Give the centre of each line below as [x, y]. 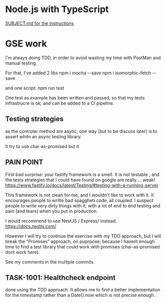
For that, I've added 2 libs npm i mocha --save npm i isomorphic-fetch [78, 73]
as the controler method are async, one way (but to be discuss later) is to [81, 131]
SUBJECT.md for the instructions [40, 23]
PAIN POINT [24, 162]
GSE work [26, 44]
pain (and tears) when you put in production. [52, 211]
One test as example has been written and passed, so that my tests [75, 97]
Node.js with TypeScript [57, 9]
